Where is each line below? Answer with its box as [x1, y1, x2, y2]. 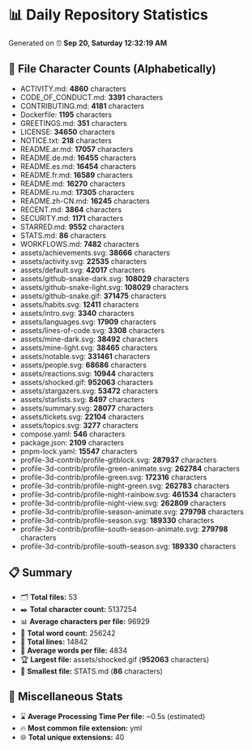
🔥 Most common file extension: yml [19, 723, 143, 733]
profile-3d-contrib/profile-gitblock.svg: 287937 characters [19, 455, 217, 465]
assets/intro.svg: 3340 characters [19, 308, 135, 318]
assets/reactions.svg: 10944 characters [19, 368, 154, 378]
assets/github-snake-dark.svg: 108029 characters [19, 273, 190, 284]
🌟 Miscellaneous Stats [8, 689, 123, 703]
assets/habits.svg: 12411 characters [19, 299, 139, 309]
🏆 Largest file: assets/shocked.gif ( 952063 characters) [19, 654, 210, 664]
